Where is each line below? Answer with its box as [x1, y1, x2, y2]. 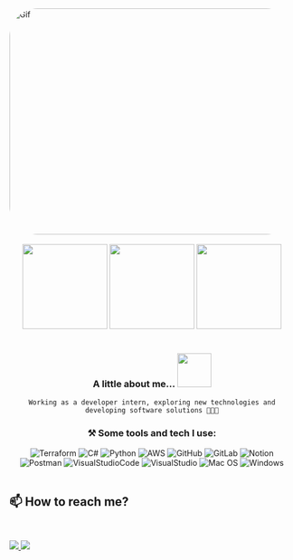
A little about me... [92, 377, 175, 390]
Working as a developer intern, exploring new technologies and [28, 398, 276, 407]
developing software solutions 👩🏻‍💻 [84, 406, 220, 415]
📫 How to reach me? [9, 494, 129, 509]
